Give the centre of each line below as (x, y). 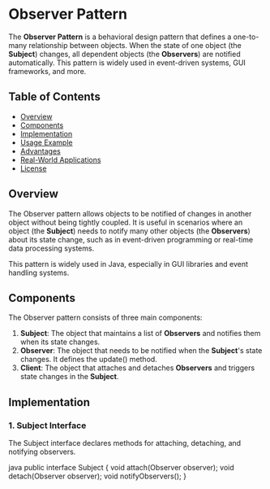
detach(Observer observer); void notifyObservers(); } (97, 476)
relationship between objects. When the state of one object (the (135, 45)
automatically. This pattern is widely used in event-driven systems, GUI (127, 63)
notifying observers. (42, 452)
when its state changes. (60, 342)
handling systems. (39, 273)
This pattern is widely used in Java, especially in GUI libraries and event (129, 264)
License (33, 168)
